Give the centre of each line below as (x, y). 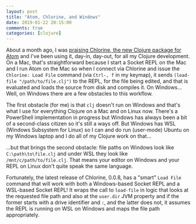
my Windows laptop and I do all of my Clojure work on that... (79, 136)
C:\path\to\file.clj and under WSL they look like (67, 154)
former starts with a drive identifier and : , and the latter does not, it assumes (98, 202)
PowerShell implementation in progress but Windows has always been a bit (97, 117)
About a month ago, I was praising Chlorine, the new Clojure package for (94, 50)
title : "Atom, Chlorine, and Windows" (53, 17)
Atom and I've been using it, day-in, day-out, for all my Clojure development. (98, 56)
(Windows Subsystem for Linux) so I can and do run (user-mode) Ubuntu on (98, 130)
